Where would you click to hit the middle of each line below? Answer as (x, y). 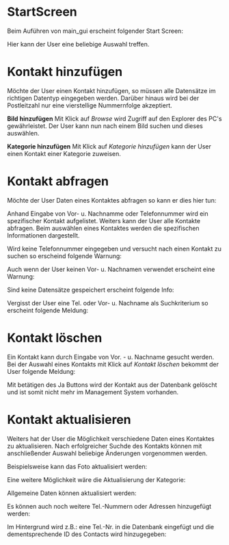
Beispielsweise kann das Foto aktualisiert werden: (77, 466)
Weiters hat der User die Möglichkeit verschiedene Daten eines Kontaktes (111, 438)
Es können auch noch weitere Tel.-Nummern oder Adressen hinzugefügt (109, 506)
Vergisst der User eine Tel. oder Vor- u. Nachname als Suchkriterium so (108, 303)
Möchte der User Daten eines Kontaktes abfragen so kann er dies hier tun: (112, 200)
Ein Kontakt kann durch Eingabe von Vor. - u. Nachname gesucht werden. (110, 357)
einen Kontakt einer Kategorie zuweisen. (64, 153)
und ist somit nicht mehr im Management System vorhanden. (93, 392)
